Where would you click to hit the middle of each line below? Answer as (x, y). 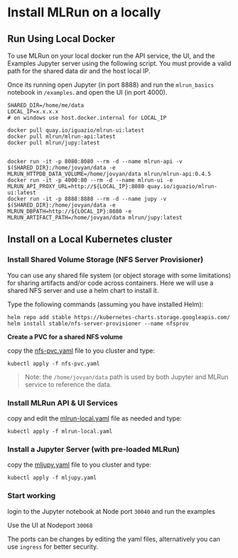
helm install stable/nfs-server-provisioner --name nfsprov (98, 324)
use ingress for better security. (53, 547)
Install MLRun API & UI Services (63, 403)
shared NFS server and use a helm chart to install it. (83, 290)
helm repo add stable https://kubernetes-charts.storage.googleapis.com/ (119, 317)
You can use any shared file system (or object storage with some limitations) (119, 275)
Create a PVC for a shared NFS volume (65, 336)
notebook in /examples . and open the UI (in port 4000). (87, 92)
